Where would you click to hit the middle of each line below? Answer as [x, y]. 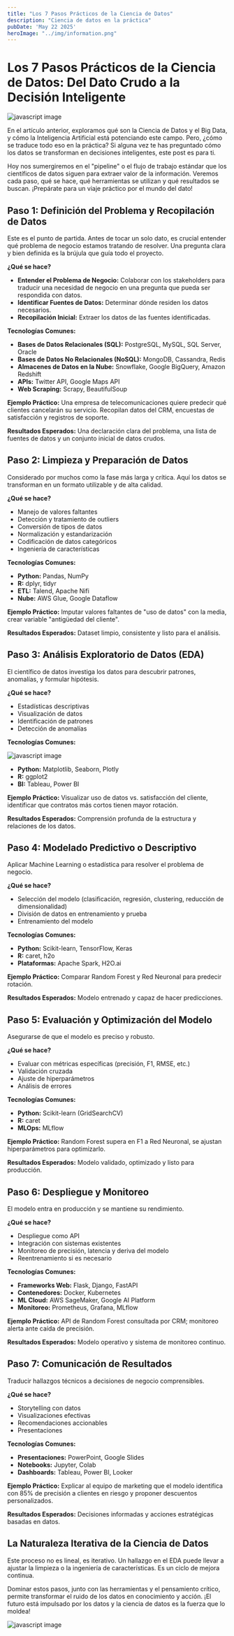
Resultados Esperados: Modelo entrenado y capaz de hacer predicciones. [115, 998]
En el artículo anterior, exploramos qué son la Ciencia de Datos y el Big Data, [117, 131]
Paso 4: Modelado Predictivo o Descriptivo [102, 848]
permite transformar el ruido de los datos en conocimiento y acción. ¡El [109, 1596]
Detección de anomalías [52, 729]
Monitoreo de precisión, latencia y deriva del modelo [93, 1251]
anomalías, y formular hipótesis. [53, 679]
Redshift [29, 374]
